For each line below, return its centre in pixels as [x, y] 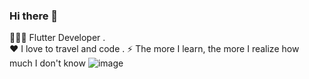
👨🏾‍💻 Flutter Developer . [57, 38]
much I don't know [47, 63]
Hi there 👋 [34, 16]
